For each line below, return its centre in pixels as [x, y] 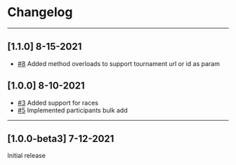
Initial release [26, 156]
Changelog [40, 12]
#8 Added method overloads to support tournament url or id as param [118, 63]
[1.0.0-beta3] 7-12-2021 [61, 139]
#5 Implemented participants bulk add [72, 110]
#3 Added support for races [58, 103]
